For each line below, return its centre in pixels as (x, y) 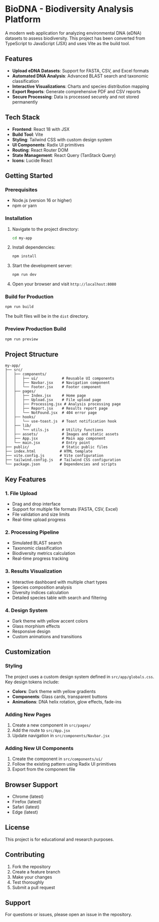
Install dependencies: (34, 247)
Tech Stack (22, 117)
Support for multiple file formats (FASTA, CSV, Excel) (65, 509)
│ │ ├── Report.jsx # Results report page (57, 409)
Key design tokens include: (32, 682)
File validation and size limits (41, 514)
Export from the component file (44, 769)
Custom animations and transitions (47, 636)
